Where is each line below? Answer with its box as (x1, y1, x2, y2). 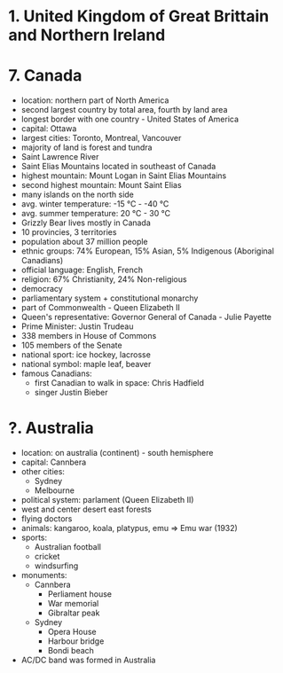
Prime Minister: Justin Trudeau (20, 321, 134, 332)
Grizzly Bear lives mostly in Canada (20, 217, 152, 228)
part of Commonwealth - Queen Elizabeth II (20, 302, 181, 313)
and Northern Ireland (8, 25, 166, 45)
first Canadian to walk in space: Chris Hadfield (34, 378, 205, 388)
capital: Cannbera (20, 457, 87, 467)
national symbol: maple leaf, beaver (20, 359, 152, 370)
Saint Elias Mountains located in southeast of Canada (20, 161, 216, 172)
